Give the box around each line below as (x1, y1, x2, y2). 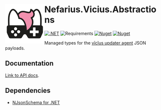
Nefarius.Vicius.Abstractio (44, 4, 157, 15)
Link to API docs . (5, 72, 39, 78)
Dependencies (5, 87, 51, 95)
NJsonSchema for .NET (12, 99, 60, 105)
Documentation (5, 59, 54, 67)
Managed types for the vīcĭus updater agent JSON (44, 40, 146, 45)
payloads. (5, 45, 26, 51)
